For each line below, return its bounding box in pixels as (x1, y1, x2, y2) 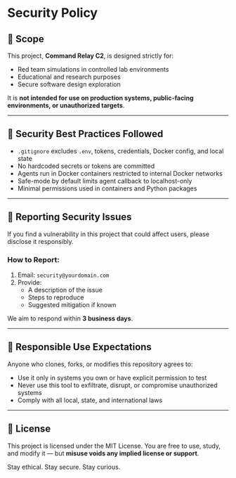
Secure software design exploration (17, 80, 122, 89)
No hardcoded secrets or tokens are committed (17, 162, 155, 170)
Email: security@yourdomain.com (17, 271, 110, 279)
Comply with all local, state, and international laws (17, 396, 163, 404)
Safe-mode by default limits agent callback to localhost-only (17, 176, 192, 185)
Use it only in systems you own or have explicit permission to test (17, 373, 207, 382)
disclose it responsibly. (7, 237, 74, 245)
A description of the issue (27, 285, 103, 294)
